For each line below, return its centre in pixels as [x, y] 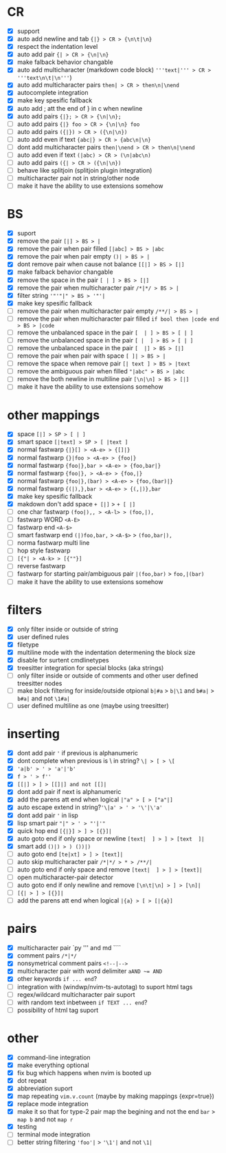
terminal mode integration [54, 1134]
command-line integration [54, 1057]
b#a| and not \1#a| [43, 698]
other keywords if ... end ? [57, 979]
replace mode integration [53, 1104]
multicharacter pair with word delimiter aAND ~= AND [90, 971]
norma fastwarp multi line [53, 543]
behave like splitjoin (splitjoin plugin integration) [84, 170]
